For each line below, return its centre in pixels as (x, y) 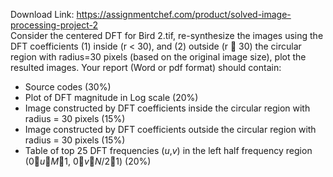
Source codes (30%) (68, 87)
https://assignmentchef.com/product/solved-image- (184, 14)
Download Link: (42, 14)
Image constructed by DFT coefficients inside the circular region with (167, 108)
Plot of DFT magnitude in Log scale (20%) (111, 97)
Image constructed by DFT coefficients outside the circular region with (170, 129)
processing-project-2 (54, 25)
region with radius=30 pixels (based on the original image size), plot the (158, 57)
